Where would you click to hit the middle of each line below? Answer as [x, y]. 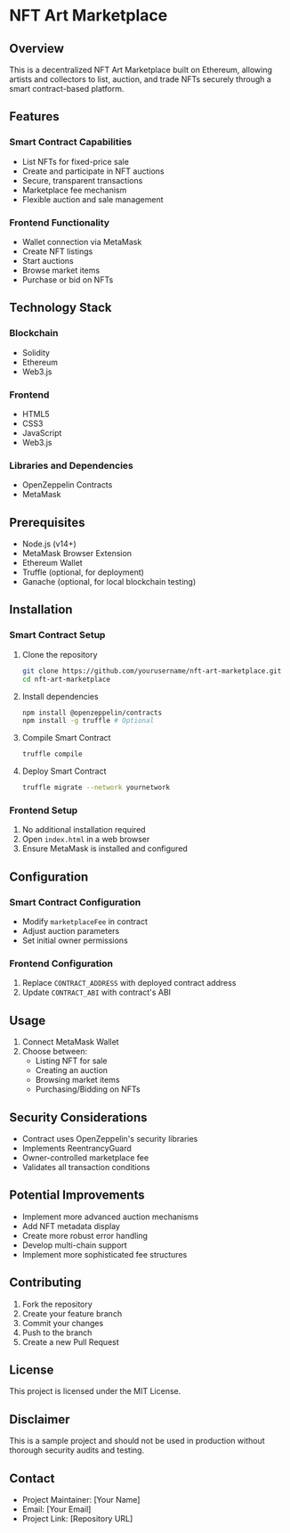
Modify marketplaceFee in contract [85, 922]
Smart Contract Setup [57, 635]
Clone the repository [60, 654]
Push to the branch [57, 1332]
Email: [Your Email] [56, 1509]
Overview [37, 49]
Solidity [36, 352]
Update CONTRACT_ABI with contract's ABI [97, 992]
